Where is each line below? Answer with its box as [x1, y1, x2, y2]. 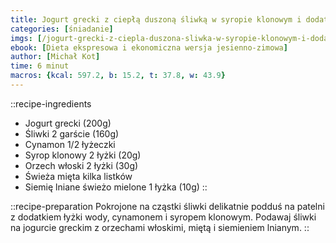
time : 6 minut [10, 61, 70, 71]
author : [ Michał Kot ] [10, 52, 101, 62]
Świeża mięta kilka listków [24, 170, 133, 182]
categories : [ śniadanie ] [10, 24, 114, 34]
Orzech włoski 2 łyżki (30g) [24, 159, 139, 171]
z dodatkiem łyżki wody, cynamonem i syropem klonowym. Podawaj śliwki [10, 211, 317, 223]
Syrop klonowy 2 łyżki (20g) [24, 149, 142, 161]
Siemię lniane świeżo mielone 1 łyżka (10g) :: [24, 181, 208, 193]
